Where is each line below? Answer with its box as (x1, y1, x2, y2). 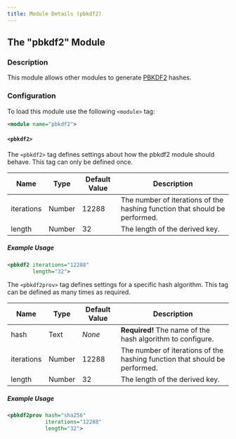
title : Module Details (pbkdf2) (7, 10, 102, 18)
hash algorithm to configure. (120, 334, 214, 344)
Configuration (7, 91, 56, 101)
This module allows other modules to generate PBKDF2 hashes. (7, 73, 192, 82)
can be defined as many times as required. (7, 288, 131, 296)
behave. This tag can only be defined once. (7, 158, 133, 166)
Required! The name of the (120, 325, 211, 335)
